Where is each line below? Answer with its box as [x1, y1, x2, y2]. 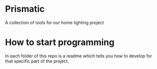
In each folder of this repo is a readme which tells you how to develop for [5, 53, 153, 59]
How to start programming [5, 37, 115, 48]
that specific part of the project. [5, 58, 69, 64]
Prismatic [5, 3, 45, 15]
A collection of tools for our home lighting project [5, 20, 104, 25]
